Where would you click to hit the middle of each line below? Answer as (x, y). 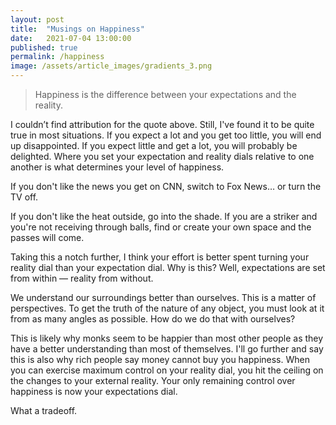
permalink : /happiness (57, 57)
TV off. (24, 197)
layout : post (37, 19)
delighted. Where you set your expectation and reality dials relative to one (162, 156)
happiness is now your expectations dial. (94, 391)
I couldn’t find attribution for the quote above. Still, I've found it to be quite (162, 124)
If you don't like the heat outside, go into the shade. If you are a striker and (164, 216)
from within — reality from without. (82, 278)
